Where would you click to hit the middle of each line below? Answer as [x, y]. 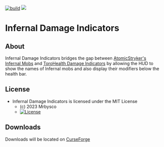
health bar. [16, 74]
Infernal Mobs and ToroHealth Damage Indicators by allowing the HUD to [79, 63]
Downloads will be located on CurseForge [48, 139]
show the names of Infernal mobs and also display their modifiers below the [82, 69]
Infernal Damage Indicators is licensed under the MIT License [75, 101]
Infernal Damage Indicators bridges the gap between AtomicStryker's [76, 58]
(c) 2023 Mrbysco [38, 107]
